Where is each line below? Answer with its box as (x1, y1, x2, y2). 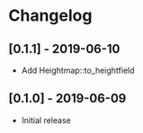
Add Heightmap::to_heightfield (21, 65, 136, 75)
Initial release (21, 114, 71, 126)
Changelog (8, 5, 93, 26)
